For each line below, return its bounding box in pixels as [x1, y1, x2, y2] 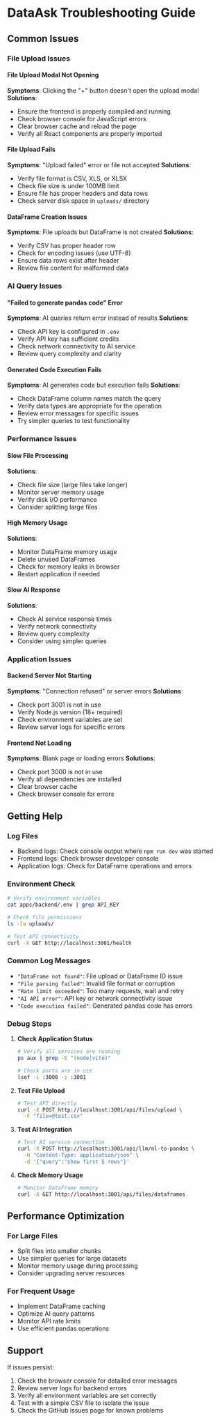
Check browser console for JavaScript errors [17, 114, 147, 123]
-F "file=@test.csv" [24, 1113, 83, 1120]
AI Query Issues [7, 281, 62, 291]
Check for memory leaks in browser [17, 562, 120, 571]
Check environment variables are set [17, 716, 123, 724]
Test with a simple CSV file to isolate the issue [17, 1399, 149, 1407]
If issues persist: [7, 1363, 54, 1372]
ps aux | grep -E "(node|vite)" [17, 1054, 111, 1061]
